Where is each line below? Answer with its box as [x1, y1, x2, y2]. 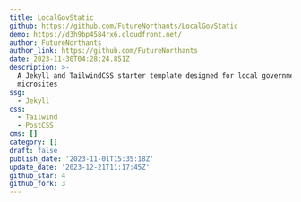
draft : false [9, 146, 58, 155]
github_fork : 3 [9, 180, 66, 189]
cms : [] [9, 130, 39, 139]
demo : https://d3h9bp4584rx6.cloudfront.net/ [9, 29, 182, 38]
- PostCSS [17, 122, 54, 130]
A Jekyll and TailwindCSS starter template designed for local [17, 72, 258, 80]
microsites [17, 80, 58, 88]
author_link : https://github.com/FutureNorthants [9, 46, 199, 55]
